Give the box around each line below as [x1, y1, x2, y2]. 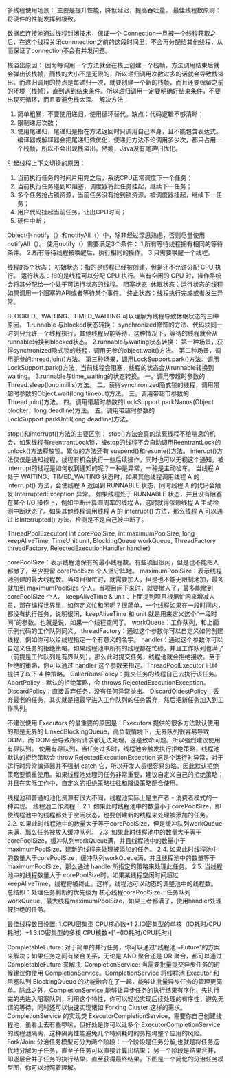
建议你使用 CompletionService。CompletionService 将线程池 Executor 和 [12, 969, 220, 977]
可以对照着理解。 [30, 1064, 80, 1071]
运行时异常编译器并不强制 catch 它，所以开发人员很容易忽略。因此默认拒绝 [7, 762, 219, 770]
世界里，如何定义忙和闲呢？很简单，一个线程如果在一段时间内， [43, 601, 224, 609]
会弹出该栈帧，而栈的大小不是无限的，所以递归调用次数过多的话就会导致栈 [7, 69, 218, 78]
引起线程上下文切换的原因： [7, 159, 86, 167]
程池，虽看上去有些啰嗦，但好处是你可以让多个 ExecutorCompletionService [7, 1020, 221, 1028]
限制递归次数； [16, 119, 60, 126]
